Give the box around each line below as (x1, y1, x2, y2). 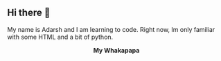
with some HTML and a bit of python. (7, 33, 114, 41)
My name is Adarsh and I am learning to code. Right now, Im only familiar (7, 25, 215, 33)
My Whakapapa (93, 46, 140, 54)
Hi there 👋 (7, 7, 51, 19)
